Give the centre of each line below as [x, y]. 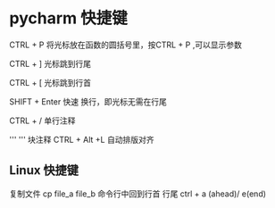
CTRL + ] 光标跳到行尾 [50, 63]
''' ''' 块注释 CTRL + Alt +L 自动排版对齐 [82, 139]
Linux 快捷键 [44, 171]
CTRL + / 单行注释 [42, 121]
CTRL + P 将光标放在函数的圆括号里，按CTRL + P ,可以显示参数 [126, 45]
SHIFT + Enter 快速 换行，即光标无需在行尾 [88, 101]
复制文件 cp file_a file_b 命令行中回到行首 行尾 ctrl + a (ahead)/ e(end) [137, 194]
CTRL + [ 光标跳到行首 [50, 82]
